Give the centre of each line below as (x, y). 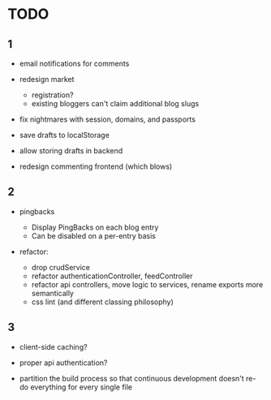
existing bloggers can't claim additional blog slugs (115, 103)
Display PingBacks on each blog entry (95, 227)
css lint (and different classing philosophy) (102, 302)
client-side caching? (53, 346)
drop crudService (61, 267)
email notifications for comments (74, 63)
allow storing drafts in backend (71, 151)
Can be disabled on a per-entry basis (93, 235)
